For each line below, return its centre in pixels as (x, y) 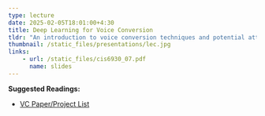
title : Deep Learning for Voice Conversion (81, 30)
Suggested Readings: (44, 89)
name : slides (50, 67)
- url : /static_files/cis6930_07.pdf (84, 60)
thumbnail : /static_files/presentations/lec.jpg (90, 45)
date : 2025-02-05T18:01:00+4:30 (61, 23)
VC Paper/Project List (54, 103)
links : (19, 52)
